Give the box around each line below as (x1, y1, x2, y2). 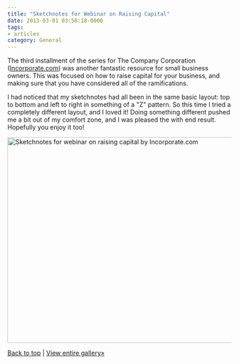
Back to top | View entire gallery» (7, 349, 105, 358)
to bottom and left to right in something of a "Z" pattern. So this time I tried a (7, 100, 231, 109)
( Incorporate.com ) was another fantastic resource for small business (7, 64, 208, 73)
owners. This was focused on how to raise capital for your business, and (7, 72, 221, 80)
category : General (7, 37, 62, 44)
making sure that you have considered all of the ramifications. (7, 79, 188, 87)
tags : (7, 23, 23, 31)
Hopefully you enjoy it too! (7, 123, 85, 132)
